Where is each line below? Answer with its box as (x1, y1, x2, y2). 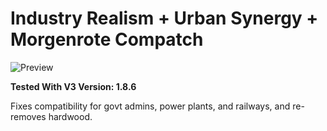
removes (10, 110, 47, 122)
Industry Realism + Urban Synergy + (10, 7, 319, 30)
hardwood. (48, 110, 93, 122)
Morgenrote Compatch (10, 28, 204, 51)
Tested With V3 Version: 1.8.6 (10, 80, 137, 92)
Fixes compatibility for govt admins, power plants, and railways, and (10, 100, 291, 112)
